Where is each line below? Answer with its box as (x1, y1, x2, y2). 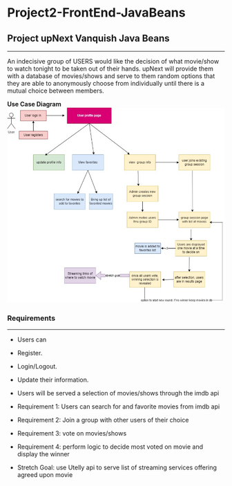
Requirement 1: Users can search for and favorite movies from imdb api (17, 402, 220, 411)
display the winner (17, 450, 70, 458)
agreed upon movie (17, 471, 73, 479)
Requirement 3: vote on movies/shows (17, 429, 127, 438)
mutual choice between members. (7, 86, 105, 95)
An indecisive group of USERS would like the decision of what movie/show (7, 57, 220, 65)
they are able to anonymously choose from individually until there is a (7, 80, 205, 87)
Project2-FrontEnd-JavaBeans (7, 5, 186, 21)
